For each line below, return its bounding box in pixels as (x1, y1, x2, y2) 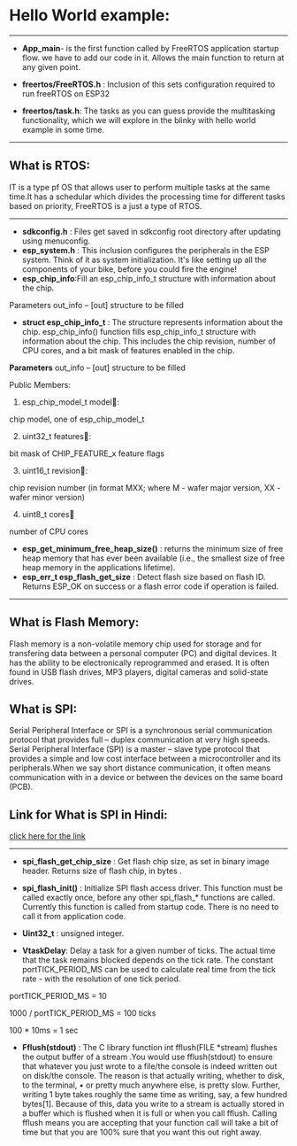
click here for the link (9, 831, 87, 841)
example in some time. (21, 124, 104, 135)
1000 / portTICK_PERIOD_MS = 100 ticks (9, 1008, 156, 1018)
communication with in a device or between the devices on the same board (9, 772, 284, 783)
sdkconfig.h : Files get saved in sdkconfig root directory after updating (21, 226, 281, 236)
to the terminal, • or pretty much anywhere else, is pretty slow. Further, (21, 1080, 280, 1090)
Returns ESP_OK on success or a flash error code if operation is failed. (21, 581, 279, 592)
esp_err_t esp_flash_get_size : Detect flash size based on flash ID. (21, 571, 266, 582)
